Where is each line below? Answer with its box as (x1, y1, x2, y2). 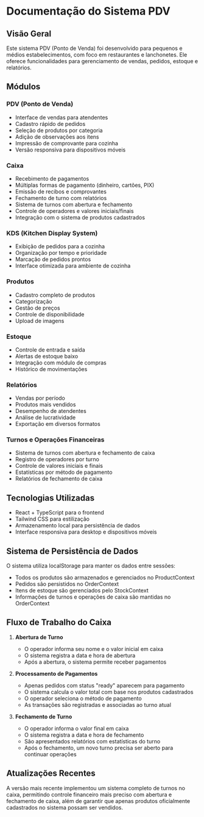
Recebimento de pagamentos (15, 175, 90, 182)
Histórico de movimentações (15, 365, 88, 372)
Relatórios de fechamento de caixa (15, 475, 103, 482)
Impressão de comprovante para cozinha (15, 139, 119, 147)
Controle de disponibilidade (15, 310, 85, 318)
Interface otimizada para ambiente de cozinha (15, 262, 131, 269)
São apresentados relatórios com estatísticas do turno (24, 737, 161, 745)
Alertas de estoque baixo (15, 352, 79, 360)
